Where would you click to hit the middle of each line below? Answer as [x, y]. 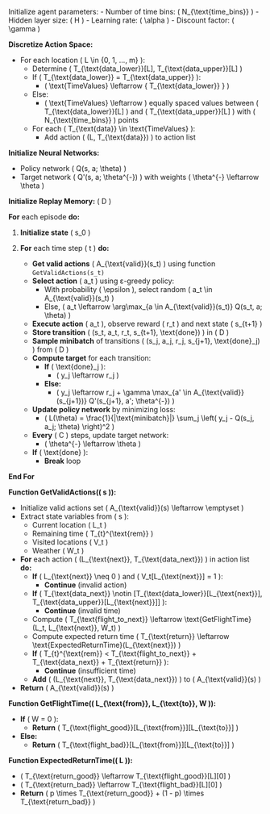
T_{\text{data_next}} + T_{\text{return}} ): [100, 662]
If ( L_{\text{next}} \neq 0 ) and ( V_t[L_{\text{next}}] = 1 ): [127, 576]
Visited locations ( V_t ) [70, 542]
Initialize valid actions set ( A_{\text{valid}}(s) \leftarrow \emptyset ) [132, 508]
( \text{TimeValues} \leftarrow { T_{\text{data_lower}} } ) [137, 86]
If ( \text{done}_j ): [75, 367]
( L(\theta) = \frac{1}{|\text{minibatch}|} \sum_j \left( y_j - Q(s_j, [149, 418]
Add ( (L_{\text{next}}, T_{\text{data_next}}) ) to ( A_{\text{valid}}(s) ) [147, 679]
